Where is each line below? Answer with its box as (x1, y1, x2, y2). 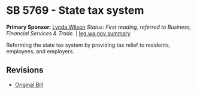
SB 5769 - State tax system (6, 4, 144, 17)
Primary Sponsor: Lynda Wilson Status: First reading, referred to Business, (6, 23, 192, 31)
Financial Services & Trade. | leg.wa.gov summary (6, 29, 131, 37)
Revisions (6, 65, 44, 75)
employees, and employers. (6, 47, 75, 54)
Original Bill (14, 81, 44, 88)
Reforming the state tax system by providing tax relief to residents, (6, 41, 171, 48)
